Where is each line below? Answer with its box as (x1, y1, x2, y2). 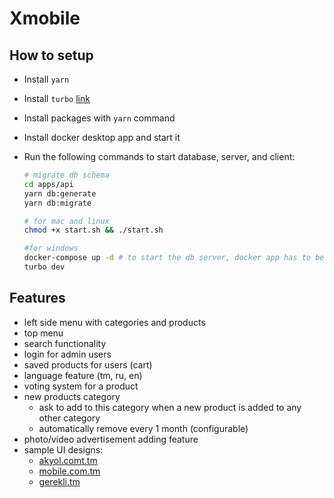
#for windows (23, 243, 79, 254)
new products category (23, 390, 121, 402)
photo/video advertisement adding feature (23, 433, 199, 445)
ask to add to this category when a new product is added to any (38, 401, 302, 413)
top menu (23, 327, 64, 339)
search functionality (23, 337, 107, 349)
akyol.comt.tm (38, 454, 98, 466)
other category (38, 412, 101, 424)
